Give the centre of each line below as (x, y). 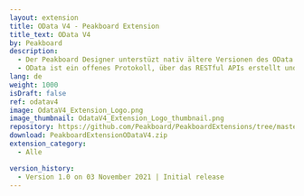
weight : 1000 (34, 85)
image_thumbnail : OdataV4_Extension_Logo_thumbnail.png (117, 118)
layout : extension (44, 18)
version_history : (42, 168)
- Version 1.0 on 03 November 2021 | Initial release (121, 177)
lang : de (26, 77)
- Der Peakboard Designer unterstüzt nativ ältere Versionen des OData (156, 60)
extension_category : (48, 144)
